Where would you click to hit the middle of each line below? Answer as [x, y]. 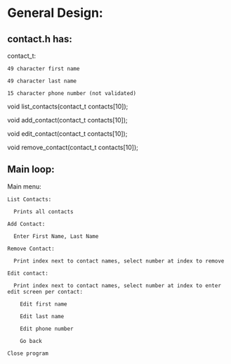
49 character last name [42, 81]
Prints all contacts [44, 212]
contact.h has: [40, 39]
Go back [31, 341]
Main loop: [31, 169]
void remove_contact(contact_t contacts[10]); [73, 147]
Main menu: [25, 186]
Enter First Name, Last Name [56, 236]
